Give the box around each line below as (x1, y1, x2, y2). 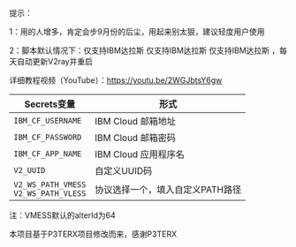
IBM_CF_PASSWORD (13, 132, 82, 142)
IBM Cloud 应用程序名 (94, 148, 186, 161)
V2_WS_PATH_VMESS (13, 180, 87, 190)
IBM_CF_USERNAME (13, 116, 82, 125)
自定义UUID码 (94, 165, 153, 176)
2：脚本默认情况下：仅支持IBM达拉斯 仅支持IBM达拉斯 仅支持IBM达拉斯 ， (9, 45, 280, 56)
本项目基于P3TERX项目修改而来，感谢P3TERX (9, 228, 178, 239)
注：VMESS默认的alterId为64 (9, 210, 117, 221)
